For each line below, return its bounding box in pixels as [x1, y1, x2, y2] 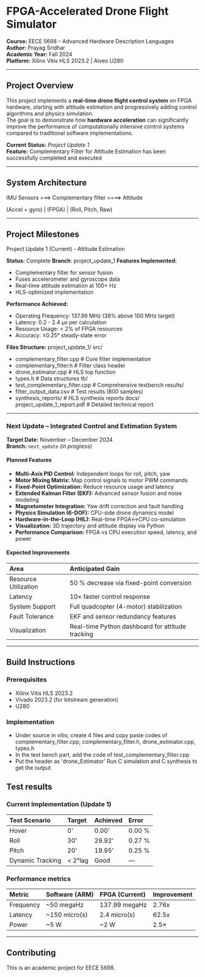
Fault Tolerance [9, 612, 54, 621]
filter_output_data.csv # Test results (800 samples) [15, 388, 143, 395]
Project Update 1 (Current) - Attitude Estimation [6, 245, 125, 253]
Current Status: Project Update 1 [6, 141, 90, 148]
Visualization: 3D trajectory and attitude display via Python [15, 522, 165, 529]
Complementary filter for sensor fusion [15, 269, 113, 277]
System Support [9, 603, 56, 611]
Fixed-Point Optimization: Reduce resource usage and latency [15, 483, 174, 490]
